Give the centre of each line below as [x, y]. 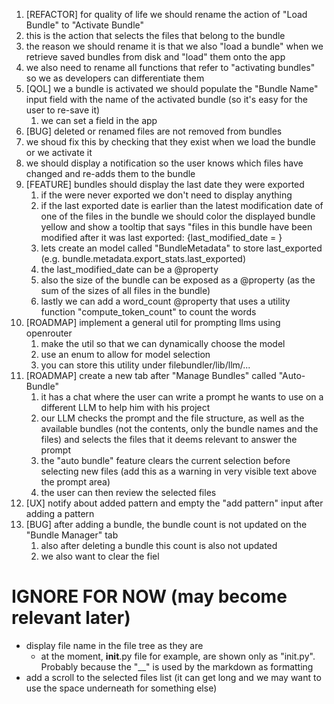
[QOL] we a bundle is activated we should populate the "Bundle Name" [172, 88]
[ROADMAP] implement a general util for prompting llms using [153, 322]
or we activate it [59, 152]
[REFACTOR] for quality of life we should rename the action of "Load [166, 14]
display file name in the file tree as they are [114, 645]
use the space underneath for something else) [121, 688]
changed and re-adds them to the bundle [110, 173]
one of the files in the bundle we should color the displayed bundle [178, 216]
